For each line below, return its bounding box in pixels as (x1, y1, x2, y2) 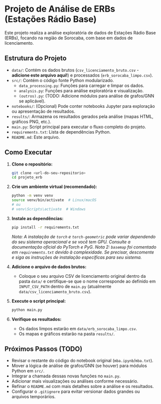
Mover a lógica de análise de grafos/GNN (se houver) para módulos (11, 363, 147, 369)
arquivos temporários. (11, 394, 56, 400)
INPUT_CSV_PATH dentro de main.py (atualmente (18, 283, 112, 289)
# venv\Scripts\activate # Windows (11, 206, 86, 212)
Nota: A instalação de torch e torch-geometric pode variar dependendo (11, 234, 156, 239)
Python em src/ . (11, 368, 45, 374)
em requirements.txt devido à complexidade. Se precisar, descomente (11, 249, 154, 255)
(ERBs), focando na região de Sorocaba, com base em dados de (4, 35, 133, 41)
